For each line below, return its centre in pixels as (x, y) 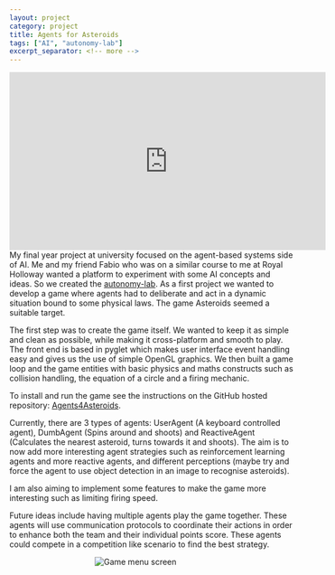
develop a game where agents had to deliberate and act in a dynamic (138, 294)
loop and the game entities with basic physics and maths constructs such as (151, 369)
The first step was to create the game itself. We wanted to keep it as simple (149, 330)
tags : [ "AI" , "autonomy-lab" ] (66, 43)
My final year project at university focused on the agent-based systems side (151, 255)
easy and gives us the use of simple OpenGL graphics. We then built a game (151, 359)
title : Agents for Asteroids (64, 34)
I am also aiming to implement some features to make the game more (138, 488)
